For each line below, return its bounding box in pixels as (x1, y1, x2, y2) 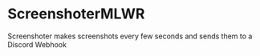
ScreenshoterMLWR (7, 5, 145, 23)
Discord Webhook (7, 39, 67, 49)
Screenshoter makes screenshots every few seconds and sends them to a (7, 31, 253, 41)
